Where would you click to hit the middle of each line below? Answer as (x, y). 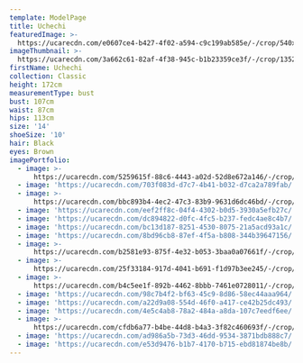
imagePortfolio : (40, 160)
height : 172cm (36, 85)
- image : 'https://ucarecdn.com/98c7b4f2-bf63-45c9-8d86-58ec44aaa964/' (157, 294)
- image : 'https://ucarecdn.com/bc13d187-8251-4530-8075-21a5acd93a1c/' (157, 227)
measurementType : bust (52, 93)
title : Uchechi (38, 26)
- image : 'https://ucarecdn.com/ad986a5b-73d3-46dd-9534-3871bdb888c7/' (157, 336)
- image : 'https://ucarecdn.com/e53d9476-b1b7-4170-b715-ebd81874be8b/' (157, 344)
